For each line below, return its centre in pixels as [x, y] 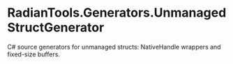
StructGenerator [56, 27]
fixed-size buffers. [34, 54]
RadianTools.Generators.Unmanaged [117, 13]
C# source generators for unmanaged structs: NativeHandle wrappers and [114, 47]
